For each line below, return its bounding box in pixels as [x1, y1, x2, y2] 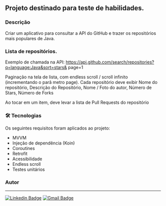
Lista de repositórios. [5, 48, 57, 55]
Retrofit [12, 151, 28, 157]
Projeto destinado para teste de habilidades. [5, 4, 144, 12]
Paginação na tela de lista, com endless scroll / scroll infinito [5, 74, 128, 80]
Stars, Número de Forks [5, 89, 54, 96]
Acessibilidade [12, 156, 42, 162]
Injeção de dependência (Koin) [12, 140, 75, 146]
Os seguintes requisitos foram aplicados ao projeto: [5, 125, 110, 131]
